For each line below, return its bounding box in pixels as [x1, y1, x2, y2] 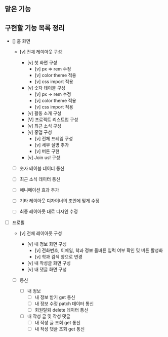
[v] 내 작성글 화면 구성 [27, 260, 71, 266]
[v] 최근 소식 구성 [27, 123, 62, 129]
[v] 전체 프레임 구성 [34, 136, 73, 142]
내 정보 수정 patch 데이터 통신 [34, 301, 94, 307]
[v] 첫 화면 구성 [27, 60, 58, 66]
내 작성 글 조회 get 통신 [34, 319, 81, 325]
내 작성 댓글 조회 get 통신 [34, 326, 85, 332]
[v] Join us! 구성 [27, 155, 60, 161]
